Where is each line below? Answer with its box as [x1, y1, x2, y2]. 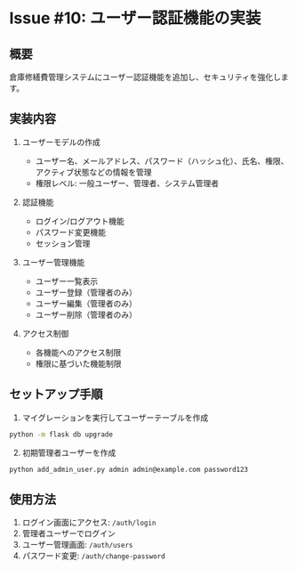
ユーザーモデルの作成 [21, 136, 100, 147]
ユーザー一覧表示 [35, 275, 99, 286]
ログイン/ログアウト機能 [35, 216, 124, 226]
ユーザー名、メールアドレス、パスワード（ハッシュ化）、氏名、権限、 [35, 155, 289, 166]
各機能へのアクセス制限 [35, 346, 122, 357]
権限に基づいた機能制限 [35, 358, 122, 369]
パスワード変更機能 [35, 226, 107, 237]
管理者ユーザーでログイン [21, 528, 116, 539]
